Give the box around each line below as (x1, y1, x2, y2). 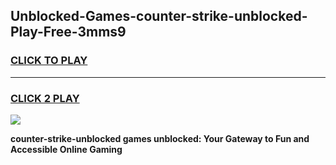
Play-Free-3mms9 (10, 24, 127, 41)
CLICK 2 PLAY (10, 91, 80, 105)
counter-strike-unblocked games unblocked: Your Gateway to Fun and (10, 132, 310, 144)
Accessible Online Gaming (10, 143, 123, 155)
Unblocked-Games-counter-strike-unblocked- (10, 8, 308, 25)
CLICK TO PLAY (10, 54, 88, 68)
